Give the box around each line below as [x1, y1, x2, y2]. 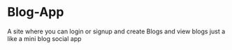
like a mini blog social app [7, 34, 82, 42]
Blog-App [7, 4, 64, 20]
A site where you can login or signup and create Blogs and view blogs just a [7, 27, 226, 35]
